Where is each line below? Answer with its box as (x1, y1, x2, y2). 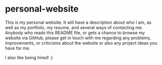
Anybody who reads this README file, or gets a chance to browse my (5, 30, 145, 35)
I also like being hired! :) (5, 54, 53, 60)
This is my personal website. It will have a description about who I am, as (5, 19, 152, 25)
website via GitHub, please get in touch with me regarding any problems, (5, 35, 151, 41)
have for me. (5, 45, 31, 51)
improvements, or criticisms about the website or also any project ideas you (5, 40, 158, 46)
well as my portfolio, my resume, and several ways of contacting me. (5, 24, 143, 30)
